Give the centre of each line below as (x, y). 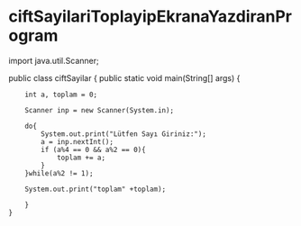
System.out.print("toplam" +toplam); (96, 189)
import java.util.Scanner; (54, 60)
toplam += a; (81, 158)
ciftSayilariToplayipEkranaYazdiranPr (150, 17)
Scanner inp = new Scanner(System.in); (100, 110)
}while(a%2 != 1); (59, 173)
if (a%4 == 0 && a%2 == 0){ (93, 149)
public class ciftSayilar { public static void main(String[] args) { (124, 77)
